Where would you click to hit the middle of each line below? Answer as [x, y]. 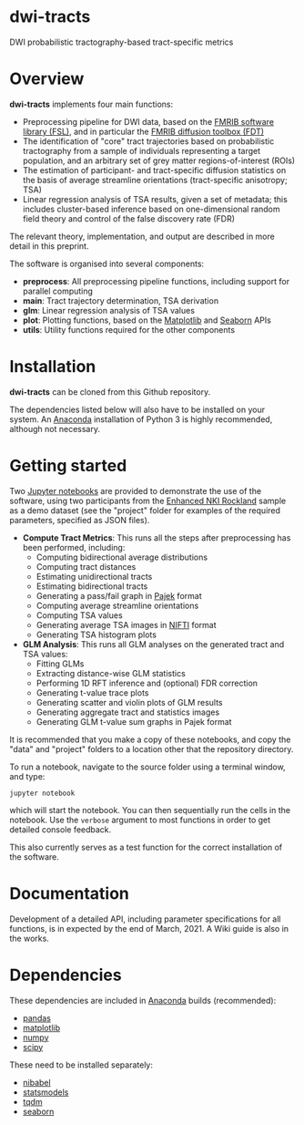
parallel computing [58, 291]
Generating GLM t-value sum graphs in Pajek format [134, 721]
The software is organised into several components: [107, 263]
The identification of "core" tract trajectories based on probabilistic [148, 141]
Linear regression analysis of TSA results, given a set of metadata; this [155, 199]
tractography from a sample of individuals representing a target [142, 150]
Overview [47, 79]
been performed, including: [74, 547]
